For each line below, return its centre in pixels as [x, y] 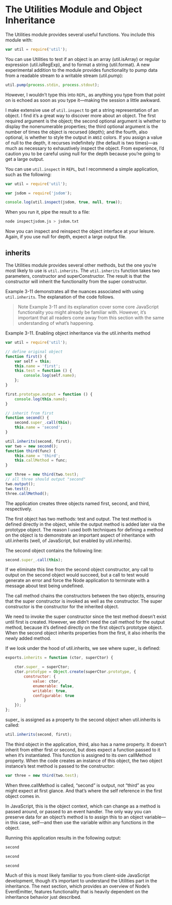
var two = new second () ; [32, 446]
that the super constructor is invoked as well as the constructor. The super [84, 601]
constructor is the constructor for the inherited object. [62, 607]
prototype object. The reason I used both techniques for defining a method [84, 529]
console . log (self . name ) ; [50, 376]
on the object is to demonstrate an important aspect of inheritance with [80, 535]
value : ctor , [46, 681]
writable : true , [50, 691]
